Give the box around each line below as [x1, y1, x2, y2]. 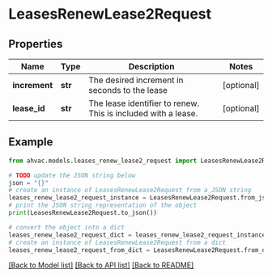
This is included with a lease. [88, 108, 198, 119]
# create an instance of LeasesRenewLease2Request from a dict [8, 238, 227, 246]
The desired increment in [88, 74, 184, 86]
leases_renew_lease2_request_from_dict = [8, 246, 151, 254]
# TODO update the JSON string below [8, 171, 136, 179]
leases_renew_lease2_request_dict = [8, 231, 132, 239]
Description [128, 61, 175, 72]
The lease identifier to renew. [88, 98, 200, 109]
